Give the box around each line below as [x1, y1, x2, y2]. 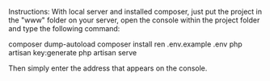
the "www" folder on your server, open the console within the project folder [8, 15, 260, 25]
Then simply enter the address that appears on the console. [8, 63, 208, 73]
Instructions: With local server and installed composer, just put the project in [8, 7, 263, 16]
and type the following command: [8, 24, 120, 33]
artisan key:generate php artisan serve [8, 48, 137, 57]
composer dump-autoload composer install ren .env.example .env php [8, 39, 243, 49]
